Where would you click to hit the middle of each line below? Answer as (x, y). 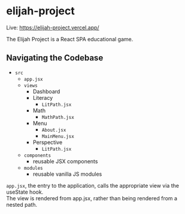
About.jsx (54, 130)
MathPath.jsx (58, 117)
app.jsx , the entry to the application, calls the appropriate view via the (93, 185)
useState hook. (25, 192)
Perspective (48, 142)
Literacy (43, 97)
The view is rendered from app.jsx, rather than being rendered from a (92, 198)
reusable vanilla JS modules (67, 174)
